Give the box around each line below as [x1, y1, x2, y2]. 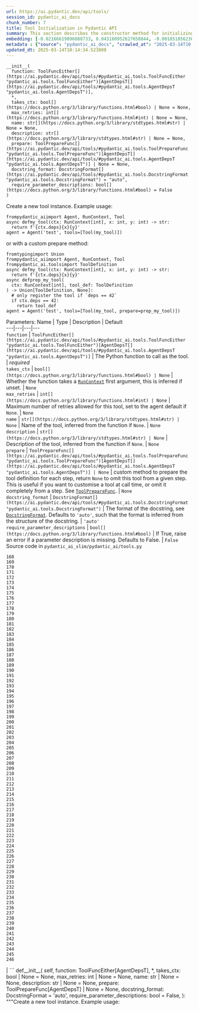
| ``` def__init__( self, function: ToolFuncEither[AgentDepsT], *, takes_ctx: [6, 967, 181, 974]
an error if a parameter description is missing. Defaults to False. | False [6, 536, 179, 543]
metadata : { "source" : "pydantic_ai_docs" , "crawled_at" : [6, 42, 151, 48]
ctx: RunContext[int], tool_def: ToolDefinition [11, 282, 133, 288]
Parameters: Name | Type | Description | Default [6, 318, 123, 325]
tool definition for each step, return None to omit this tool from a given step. [6, 474, 187, 481]
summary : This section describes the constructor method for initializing [6, 31, 194, 37]
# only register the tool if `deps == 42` [11, 293, 117, 298]
